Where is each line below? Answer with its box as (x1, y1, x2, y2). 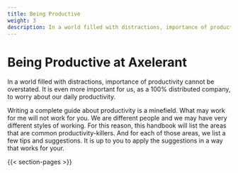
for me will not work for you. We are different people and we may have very (7, 114, 228, 123)
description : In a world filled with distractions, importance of (7, 23, 208, 30)
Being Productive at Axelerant (7, 54, 188, 70)
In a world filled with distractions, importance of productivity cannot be (7, 77, 215, 86)
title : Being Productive (7, 10, 81, 18)
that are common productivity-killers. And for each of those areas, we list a (7, 129, 226, 138)
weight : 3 (7, 17, 37, 24)
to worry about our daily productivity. (7, 93, 115, 101)
